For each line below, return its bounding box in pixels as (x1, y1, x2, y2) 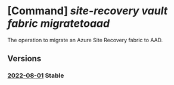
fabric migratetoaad (7, 17, 110, 30)
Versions (7, 53, 42, 64)
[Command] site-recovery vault (7, 4, 168, 18)
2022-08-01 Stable (7, 71, 64, 80)
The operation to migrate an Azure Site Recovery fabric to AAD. (7, 36, 163, 43)
